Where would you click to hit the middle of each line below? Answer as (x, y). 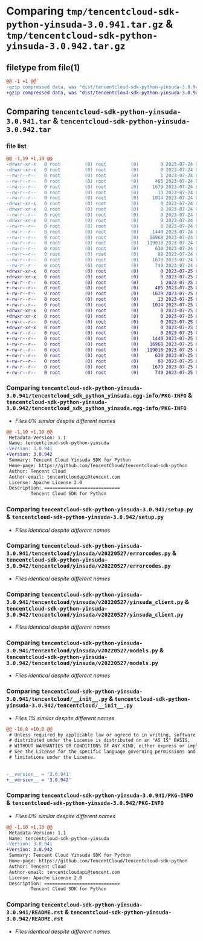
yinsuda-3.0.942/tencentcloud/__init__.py (69, 706)
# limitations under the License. (52, 758)
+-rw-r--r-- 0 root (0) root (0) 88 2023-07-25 (100, 361)
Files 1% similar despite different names (65, 718)
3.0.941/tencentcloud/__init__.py (57, 699)
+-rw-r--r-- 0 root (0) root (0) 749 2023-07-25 (100, 372)
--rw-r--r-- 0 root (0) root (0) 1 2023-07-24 (100, 175)
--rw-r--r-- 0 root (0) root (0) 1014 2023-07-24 (100, 198)
